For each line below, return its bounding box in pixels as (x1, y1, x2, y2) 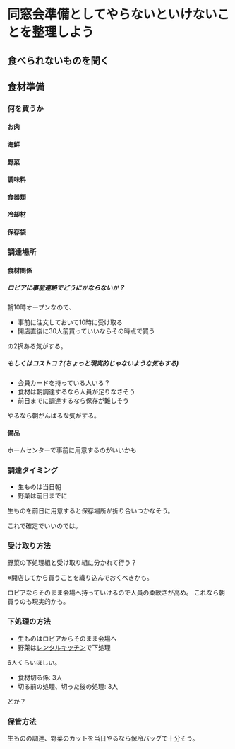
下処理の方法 (7, 617, 52, 627)
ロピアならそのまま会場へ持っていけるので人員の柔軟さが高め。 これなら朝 (7, 588, 226, 597)
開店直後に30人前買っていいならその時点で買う (17, 326, 155, 335)
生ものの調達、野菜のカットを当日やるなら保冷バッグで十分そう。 (7, 733, 199, 742)
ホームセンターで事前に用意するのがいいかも (7, 445, 137, 454)
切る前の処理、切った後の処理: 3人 (17, 682, 119, 690)
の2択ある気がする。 (7, 341, 67, 350)
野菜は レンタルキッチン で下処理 (17, 643, 111, 651)
